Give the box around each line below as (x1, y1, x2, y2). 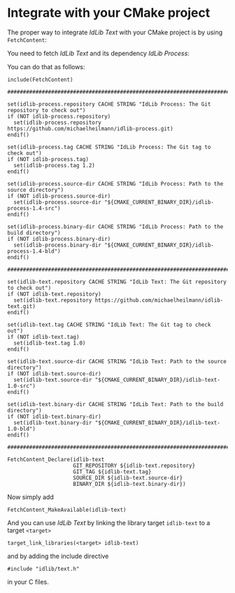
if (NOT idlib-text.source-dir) (7, 370, 101, 377)
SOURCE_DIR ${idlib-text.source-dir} (73, 474, 183, 481)
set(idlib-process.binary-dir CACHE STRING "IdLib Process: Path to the (7, 223, 224, 230)
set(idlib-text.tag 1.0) (13, 340, 86, 347)
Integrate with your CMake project (7, 5, 211, 21)
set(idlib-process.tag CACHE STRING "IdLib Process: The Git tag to (7, 144, 211, 151)
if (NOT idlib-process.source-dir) (7, 193, 111, 200)
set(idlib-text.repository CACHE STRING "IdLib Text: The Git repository (7, 278, 227, 285)
